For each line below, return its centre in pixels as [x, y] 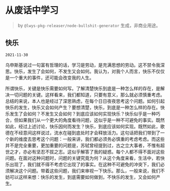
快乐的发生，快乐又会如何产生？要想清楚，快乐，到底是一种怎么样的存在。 [83, 107]
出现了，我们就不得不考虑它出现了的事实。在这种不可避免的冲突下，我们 [85, 164]
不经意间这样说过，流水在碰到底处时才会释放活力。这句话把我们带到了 [87, 133]
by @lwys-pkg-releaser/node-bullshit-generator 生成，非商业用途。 [89, 25]
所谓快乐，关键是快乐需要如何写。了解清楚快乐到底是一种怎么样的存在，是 [83, 88]
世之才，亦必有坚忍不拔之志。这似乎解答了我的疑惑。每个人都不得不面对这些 [85, 151]
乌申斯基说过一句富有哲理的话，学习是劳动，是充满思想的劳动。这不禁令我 [83, 65]
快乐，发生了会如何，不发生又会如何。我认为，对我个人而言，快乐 [83, 71]
